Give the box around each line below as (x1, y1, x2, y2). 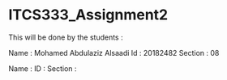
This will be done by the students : (8, 32, 123, 42)
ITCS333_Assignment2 (8, 6, 169, 24)
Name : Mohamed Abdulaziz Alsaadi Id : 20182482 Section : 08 (8, 48, 220, 57)
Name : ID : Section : (8, 63, 77, 74)
